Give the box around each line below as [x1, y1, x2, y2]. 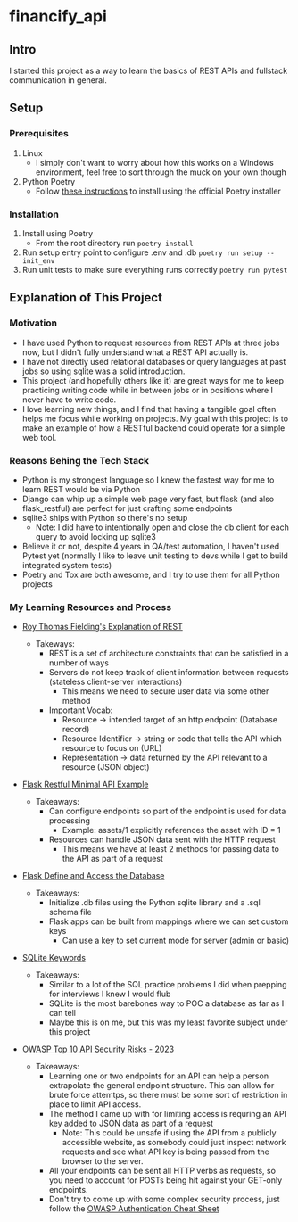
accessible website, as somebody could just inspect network [62, 1137, 286, 1148]
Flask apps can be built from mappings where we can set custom [48, 916, 289, 927]
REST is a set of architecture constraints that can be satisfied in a [48, 648, 289, 659]
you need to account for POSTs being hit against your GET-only [48, 1175, 283, 1185]
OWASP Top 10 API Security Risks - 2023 [21, 1044, 175, 1054]
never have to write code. [21, 394, 117, 405]
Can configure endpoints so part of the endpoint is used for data [48, 805, 286, 817]
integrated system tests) [21, 559, 112, 570]
